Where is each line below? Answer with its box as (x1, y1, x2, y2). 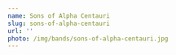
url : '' (7, 27, 34, 35)
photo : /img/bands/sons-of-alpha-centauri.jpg (7, 34, 169, 43)
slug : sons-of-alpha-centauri (7, 19, 111, 27)
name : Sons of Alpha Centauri (7, 11, 111, 20)
